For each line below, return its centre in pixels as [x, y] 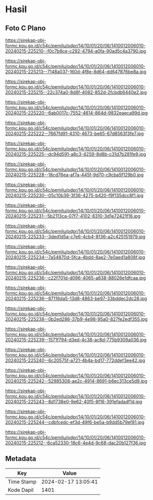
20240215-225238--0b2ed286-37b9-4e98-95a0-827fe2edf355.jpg [76, 319]
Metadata [21, 459]
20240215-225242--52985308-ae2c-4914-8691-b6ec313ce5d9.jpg [76, 381]
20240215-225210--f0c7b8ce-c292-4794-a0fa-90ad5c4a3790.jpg [76, 51]
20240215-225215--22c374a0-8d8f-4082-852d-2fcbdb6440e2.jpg [76, 92]
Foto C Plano [25, 28]
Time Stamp [22, 482]
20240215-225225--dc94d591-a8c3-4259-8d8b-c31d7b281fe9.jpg [76, 154]
